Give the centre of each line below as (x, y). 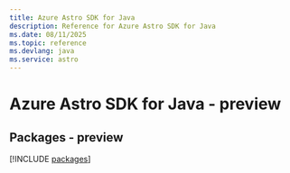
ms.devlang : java (42, 51)
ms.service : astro (44, 59)
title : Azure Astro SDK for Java (72, 18)
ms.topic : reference (48, 43)
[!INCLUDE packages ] (50, 159)
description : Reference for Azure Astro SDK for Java (113, 26)
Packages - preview (66, 137)
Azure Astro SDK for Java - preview (145, 104)
